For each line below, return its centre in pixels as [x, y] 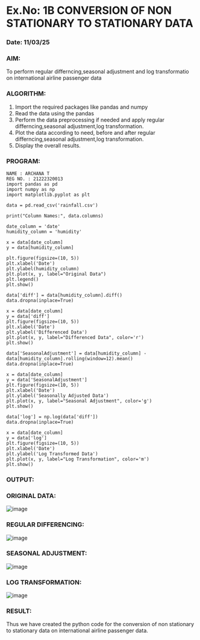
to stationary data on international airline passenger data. [77, 631]
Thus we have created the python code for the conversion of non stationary [100, 624]
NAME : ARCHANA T [28, 173]
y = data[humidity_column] [40, 248]
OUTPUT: [20, 479]
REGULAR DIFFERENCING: [45, 525]
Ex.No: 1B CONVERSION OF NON [89, 11]
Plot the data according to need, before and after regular [85, 132]
